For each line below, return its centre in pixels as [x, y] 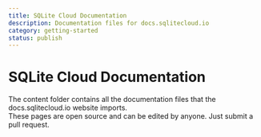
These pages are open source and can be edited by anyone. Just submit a [131, 116]
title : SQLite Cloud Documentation [68, 16]
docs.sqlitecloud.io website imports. [68, 108]
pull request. [29, 125]
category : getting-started [53, 30]
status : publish [35, 38]
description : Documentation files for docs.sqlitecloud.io [109, 23]
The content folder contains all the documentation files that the [112, 100]
